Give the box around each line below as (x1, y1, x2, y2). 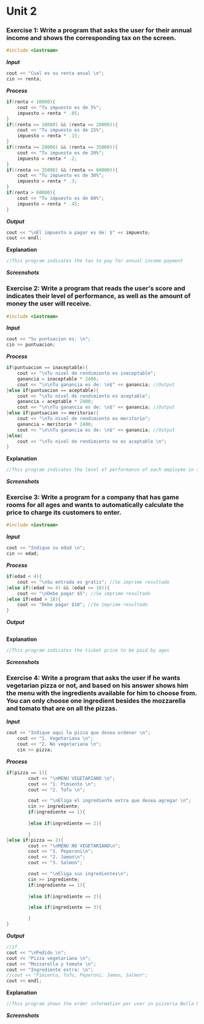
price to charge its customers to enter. (6, 508, 121, 517)
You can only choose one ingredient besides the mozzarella (6, 696, 186, 705)
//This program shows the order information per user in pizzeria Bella (6, 1001, 194, 1007)
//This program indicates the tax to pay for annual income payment (6, 258, 183, 264)
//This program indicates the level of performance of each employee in (6, 467, 194, 473)
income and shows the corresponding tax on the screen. (6, 34, 176, 42)
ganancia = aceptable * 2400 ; (17, 398, 94, 405)
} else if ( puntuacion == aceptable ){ (6, 387, 99, 393)
